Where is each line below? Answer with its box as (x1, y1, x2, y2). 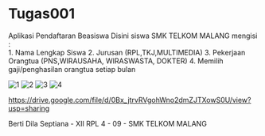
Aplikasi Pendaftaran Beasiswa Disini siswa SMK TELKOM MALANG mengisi (8, 31, 258, 40)
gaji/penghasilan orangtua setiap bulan (8, 64, 136, 74)
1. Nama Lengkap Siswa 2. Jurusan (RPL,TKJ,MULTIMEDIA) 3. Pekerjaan (8, 47, 246, 57)
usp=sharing (8, 104, 50, 113)
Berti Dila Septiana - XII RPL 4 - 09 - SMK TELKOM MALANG (8, 119, 207, 128)
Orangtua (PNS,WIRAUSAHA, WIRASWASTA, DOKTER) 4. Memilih (8, 56, 224, 66)
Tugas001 (8, 5, 76, 23)
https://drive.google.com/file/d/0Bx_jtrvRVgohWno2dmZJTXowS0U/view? (8, 95, 251, 104)
